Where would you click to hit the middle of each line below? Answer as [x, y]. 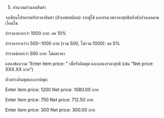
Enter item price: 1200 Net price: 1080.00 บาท [52, 90]
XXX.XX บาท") [19, 69]
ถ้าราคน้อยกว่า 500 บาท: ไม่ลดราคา [35, 53]
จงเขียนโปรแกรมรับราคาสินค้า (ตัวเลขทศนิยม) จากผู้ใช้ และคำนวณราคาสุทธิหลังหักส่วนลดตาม [82, 17]
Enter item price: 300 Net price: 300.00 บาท [50, 110]
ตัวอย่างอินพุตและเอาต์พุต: [27, 80]
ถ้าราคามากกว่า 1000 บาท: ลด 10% [36, 33]
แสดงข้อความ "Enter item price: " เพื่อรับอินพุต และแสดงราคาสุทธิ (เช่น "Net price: [79, 64]
